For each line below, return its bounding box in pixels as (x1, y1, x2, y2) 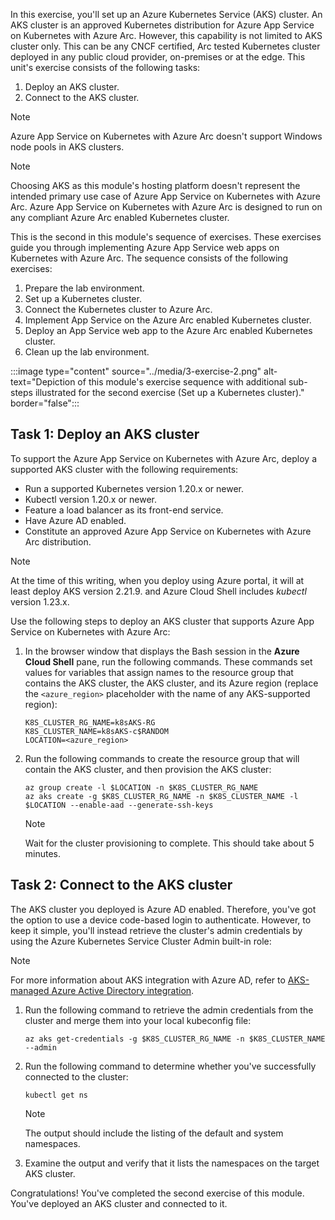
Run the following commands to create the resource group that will (24, 752, 300, 764)
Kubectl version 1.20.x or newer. (24, 493, 157, 505)
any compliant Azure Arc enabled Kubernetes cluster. (10, 212, 230, 223)
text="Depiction (10, 376, 76, 388)
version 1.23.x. (10, 595, 70, 608)
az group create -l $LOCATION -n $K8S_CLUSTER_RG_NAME (24, 782, 259, 793)
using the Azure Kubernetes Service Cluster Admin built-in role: (10, 935, 272, 947)
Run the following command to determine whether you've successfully (24, 1060, 317, 1072)
